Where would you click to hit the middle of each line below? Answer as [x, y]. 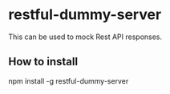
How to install [43, 62]
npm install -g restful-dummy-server [69, 80]
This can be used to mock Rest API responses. [85, 37]
